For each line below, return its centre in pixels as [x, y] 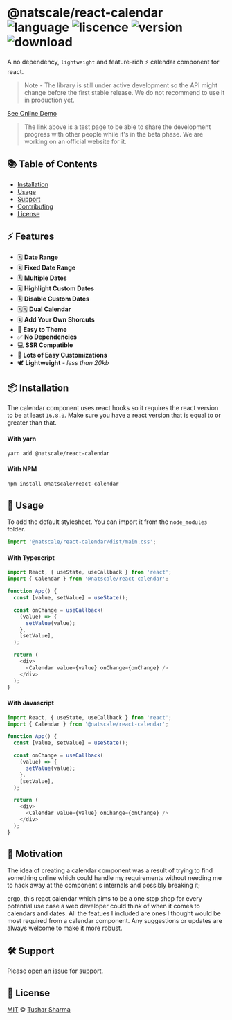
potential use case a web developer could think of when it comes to [104, 906]
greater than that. [32, 423]
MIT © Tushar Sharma [39, 1010]
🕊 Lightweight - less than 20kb [63, 362]
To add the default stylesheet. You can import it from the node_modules [107, 522]
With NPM [22, 469]
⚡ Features [31, 237]
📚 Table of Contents [53, 164]
